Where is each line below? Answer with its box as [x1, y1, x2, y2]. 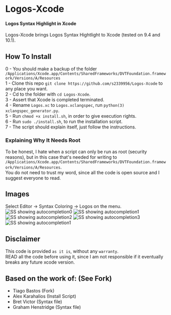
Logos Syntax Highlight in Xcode [5, 20, 77, 26]
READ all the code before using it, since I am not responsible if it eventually [5, 254, 164, 260]
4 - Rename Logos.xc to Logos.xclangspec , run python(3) [5, 102, 124, 108]
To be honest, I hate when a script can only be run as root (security [5, 149, 147, 155]
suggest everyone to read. [5, 175, 61, 181]
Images [5, 190, 30, 198]
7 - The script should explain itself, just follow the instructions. [5, 124, 137, 130]
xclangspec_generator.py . [5, 107, 60, 114]
